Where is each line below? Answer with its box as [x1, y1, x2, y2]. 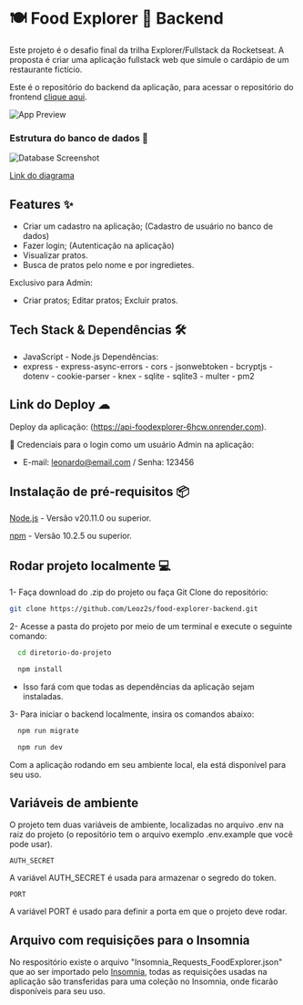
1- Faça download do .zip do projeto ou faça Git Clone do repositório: [9, 586, 268, 598]
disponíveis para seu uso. [9, 986, 106, 997]
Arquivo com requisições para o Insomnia [9, 932, 250, 948]
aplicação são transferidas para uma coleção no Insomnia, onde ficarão [9, 976, 278, 987]
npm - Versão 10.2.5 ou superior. [9, 531, 132, 542]
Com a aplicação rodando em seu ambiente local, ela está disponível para [9, 759, 287, 770]
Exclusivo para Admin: [9, 277, 93, 288]
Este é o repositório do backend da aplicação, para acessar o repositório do [9, 81, 294, 92]
